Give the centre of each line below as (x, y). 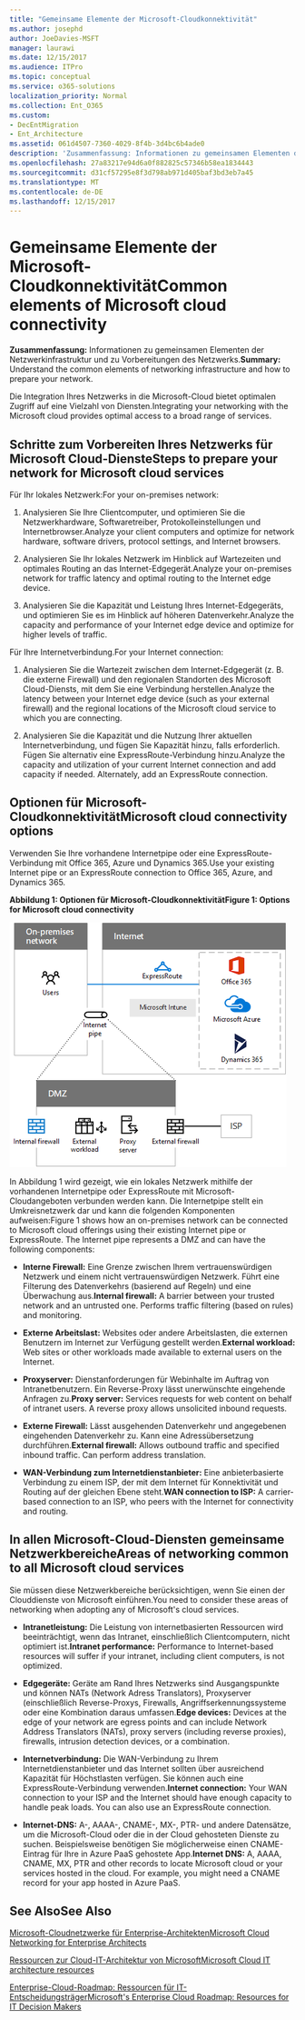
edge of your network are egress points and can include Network (145, 1722)
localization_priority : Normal (69, 95)
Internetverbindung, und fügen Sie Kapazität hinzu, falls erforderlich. (151, 745)
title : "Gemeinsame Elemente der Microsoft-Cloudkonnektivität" (133, 19)
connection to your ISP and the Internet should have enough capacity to (157, 1797)
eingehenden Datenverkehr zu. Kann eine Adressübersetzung (138, 1435)
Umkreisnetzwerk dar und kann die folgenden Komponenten (122, 1210)
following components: (52, 1249)
